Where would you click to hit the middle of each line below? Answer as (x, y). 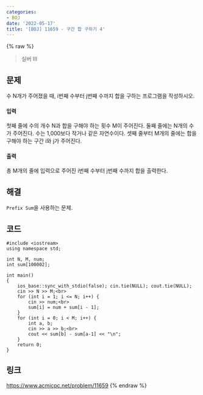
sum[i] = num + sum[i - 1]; (64, 308)
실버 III (29, 59)
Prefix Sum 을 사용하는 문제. (40, 208)
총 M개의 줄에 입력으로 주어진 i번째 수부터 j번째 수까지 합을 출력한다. (87, 171)
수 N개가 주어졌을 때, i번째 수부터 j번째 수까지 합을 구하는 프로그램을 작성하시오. (101, 96)
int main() (20, 275)
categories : (21, 12)
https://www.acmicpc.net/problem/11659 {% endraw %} (77, 385)
